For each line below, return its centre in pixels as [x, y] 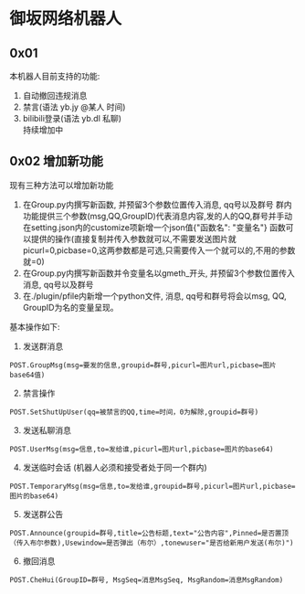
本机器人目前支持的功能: [55, 76]
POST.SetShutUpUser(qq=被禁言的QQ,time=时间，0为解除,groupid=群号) [134, 412]
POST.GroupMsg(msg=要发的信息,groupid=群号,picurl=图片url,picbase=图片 [143, 365]
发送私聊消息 [47, 430]
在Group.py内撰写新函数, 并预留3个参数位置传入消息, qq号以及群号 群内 [157, 204]
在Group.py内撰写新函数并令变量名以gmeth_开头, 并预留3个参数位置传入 [158, 273]
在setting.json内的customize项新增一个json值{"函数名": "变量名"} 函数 [154, 227]
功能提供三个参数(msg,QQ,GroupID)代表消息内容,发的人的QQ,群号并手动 [158, 216]
